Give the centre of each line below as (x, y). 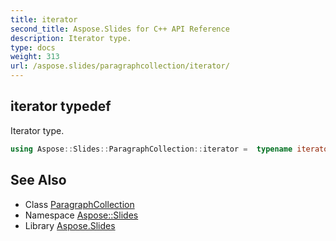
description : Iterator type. (71, 38)
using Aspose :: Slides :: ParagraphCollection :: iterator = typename (151, 149)
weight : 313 (35, 57)
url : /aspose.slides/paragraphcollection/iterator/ (120, 66)
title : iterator (44, 19)
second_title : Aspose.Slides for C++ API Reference (120, 29)
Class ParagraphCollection (79, 204)
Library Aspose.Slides (70, 225)
